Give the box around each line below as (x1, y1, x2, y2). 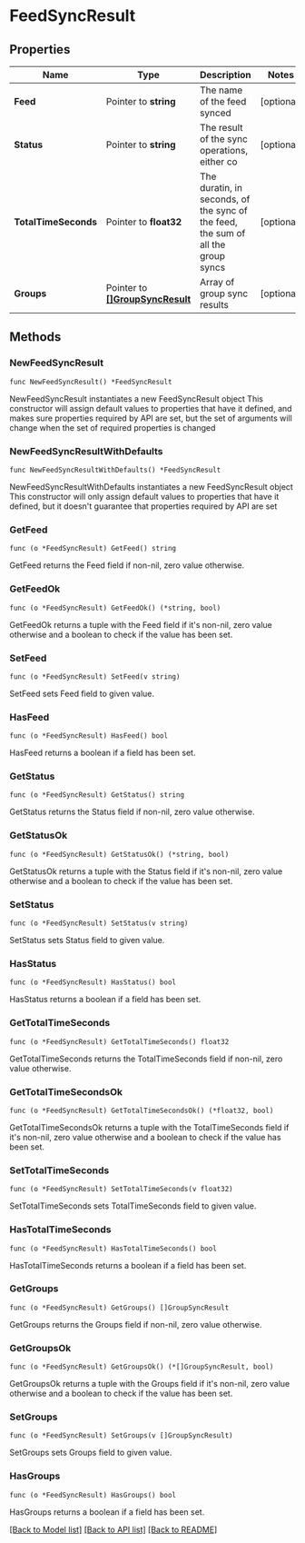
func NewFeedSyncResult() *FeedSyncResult (9, 377, 172, 386)
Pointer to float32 (105, 215, 182, 228)
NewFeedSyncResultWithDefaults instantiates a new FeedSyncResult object (9, 481, 293, 492)
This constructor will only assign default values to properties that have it (9, 491, 280, 502)
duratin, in (199, 182, 243, 194)
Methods (9, 329, 62, 345)
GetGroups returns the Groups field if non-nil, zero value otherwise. (9, 1319, 262, 1329)
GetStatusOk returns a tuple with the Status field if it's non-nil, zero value (9, 865, 283, 877)
